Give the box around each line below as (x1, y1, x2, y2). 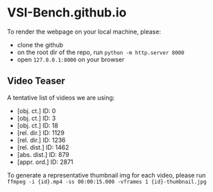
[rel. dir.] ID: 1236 (16, 136, 66, 144)
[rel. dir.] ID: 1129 (16, 128, 65, 136)
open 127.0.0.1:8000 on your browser (16, 55, 125, 63)
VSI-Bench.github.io (7, 5, 127, 21)
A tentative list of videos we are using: (7, 93, 115, 101)
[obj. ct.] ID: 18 (16, 121, 58, 130)
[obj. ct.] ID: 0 (16, 106, 56, 115)
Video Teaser (7, 75, 66, 87)
